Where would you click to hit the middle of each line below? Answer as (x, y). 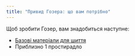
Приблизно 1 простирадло (48, 46)
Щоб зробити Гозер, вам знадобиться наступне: (68, 29)
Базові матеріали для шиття (50, 40)
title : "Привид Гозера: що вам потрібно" (59, 12)
